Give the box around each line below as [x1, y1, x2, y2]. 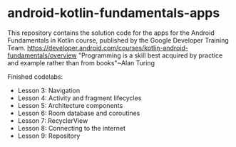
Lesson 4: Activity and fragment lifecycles [17, 94, 142, 102]
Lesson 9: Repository [17, 131, 81, 140]
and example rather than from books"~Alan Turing [7, 58, 155, 67]
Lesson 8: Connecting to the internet [17, 124, 126, 132]
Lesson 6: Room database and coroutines [17, 109, 140, 117]
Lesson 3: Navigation [17, 86, 81, 94]
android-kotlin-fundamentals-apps [7, 5, 220, 21]
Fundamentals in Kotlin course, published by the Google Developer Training [7, 36, 230, 44]
